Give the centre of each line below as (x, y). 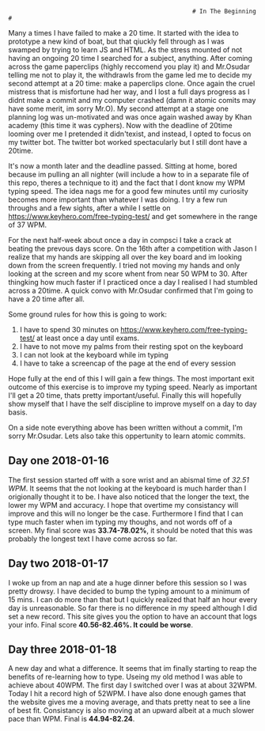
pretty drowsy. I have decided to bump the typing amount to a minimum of (129, 591)
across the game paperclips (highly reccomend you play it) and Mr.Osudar (129, 66)
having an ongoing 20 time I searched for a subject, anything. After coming (131, 58)
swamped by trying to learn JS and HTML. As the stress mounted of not (125, 50)
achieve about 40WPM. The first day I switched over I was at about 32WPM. (132, 685)
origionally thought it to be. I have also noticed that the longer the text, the (129, 496)
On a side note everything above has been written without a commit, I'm (125, 428)
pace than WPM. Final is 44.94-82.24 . (72, 719)
